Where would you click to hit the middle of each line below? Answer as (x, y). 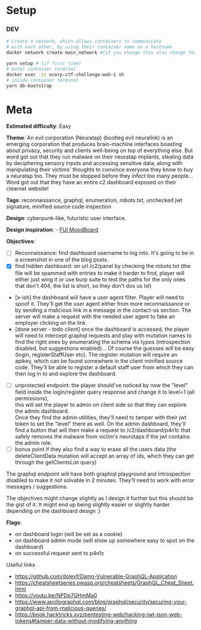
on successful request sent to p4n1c (60, 553)
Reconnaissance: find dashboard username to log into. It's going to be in (104, 253)
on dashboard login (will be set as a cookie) (68, 534)
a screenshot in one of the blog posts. (62, 260)
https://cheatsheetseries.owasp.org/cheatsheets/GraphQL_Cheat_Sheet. (104, 582)
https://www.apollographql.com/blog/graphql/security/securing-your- (101, 601)
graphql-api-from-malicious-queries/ (60, 608)
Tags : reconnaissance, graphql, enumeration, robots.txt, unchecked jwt (94, 200)
